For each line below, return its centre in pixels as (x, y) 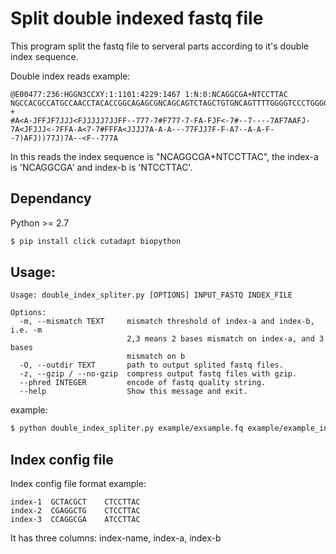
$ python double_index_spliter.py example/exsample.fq (127, 428)
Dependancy (51, 198)
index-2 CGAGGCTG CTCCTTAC (75, 511)
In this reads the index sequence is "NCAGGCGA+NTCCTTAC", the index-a (164, 156)
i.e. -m (26, 330)
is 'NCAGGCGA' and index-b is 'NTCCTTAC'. (101, 167)
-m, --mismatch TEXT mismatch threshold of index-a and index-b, (167, 322)
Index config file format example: (78, 484)
